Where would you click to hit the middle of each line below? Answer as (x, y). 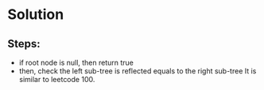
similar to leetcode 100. (57, 79)
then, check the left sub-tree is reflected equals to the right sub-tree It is (138, 71)
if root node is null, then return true (76, 62)
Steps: (24, 44)
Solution (36, 15)
